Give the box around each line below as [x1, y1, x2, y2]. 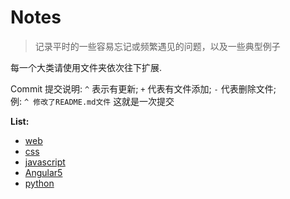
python [24, 177, 55, 189]
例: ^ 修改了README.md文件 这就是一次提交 [10, 95, 175, 107]
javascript [24, 156, 66, 168]
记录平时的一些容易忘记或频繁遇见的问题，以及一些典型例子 [34, 40, 281, 52]
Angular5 [24, 166, 63, 178]
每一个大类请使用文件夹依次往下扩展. [10, 61, 163, 73]
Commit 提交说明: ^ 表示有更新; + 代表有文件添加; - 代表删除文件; [10, 82, 277, 95]
